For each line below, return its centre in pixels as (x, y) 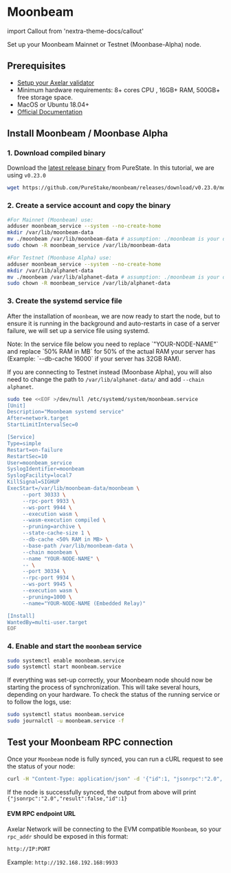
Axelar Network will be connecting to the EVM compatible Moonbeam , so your (114, 829)
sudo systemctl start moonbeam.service (64, 667)
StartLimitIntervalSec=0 (43, 425)
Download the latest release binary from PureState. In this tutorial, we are (111, 168)
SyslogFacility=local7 (40, 475)
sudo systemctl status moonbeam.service (66, 715)
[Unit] (16, 406)
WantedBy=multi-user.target (47, 622)
